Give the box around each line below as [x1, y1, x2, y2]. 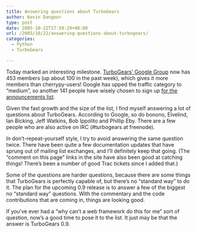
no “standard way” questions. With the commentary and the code [6, 190, 165, 197]
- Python [11, 42, 33, 48]
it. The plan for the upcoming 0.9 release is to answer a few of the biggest [6, 184, 185, 191]
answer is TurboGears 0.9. [6, 220, 71, 227]
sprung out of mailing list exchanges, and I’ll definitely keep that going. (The [6, 147, 190, 154]
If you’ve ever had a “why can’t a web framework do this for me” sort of [6, 207, 180, 215]
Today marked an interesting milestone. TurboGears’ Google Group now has [6, 68, 191, 75]
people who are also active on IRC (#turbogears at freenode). [6, 123, 155, 130]
